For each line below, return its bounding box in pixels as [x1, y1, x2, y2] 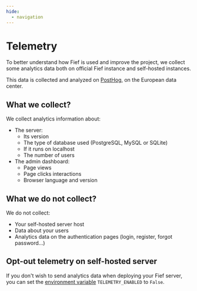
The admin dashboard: [14, 158, 70, 165]
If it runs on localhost [23, 145, 75, 153]
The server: [14, 127, 43, 134]
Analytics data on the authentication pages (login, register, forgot [14, 233, 172, 240]
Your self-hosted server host [14, 221, 85, 228]
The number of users [23, 152, 75, 159]
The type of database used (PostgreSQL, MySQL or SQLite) [23, 139, 168, 146]
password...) [14, 239, 45, 247]
